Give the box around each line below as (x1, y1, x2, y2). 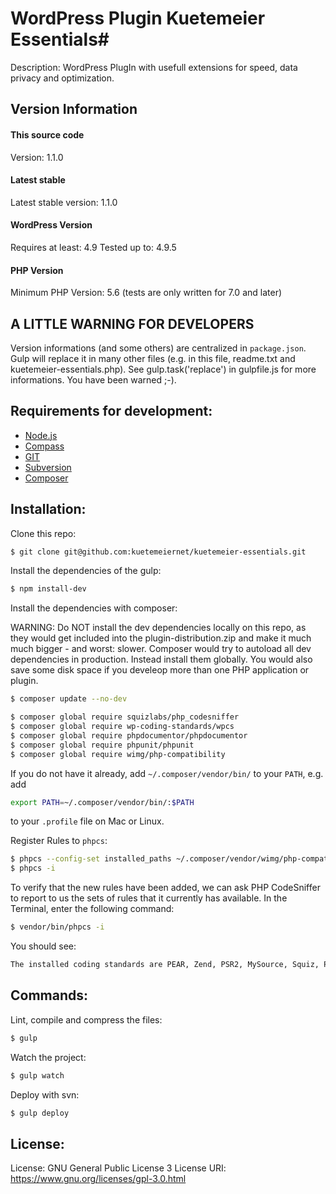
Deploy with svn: (10, 1088, 80, 1101)
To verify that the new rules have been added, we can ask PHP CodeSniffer (10, 882, 321, 894)
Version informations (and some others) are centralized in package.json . (10, 342, 307, 354)
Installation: (10, 501, 87, 518)
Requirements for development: (10, 403, 213, 420)
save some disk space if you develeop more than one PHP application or (10, 664, 310, 676)
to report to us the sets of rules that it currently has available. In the (10, 892, 288, 904)
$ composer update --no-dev (10, 694, 128, 704)
